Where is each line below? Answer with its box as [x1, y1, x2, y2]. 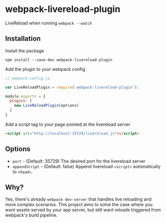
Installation [5, 34, 41, 43]
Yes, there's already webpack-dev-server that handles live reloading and [5, 196, 152, 203]
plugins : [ [9, 98, 32, 103]
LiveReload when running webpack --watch [5, 20, 92, 26]
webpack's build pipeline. [5, 212, 58, 218]
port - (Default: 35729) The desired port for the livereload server [12, 158, 146, 164]
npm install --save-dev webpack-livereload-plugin [5, 57, 113, 62]
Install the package [5, 47, 44, 53]
